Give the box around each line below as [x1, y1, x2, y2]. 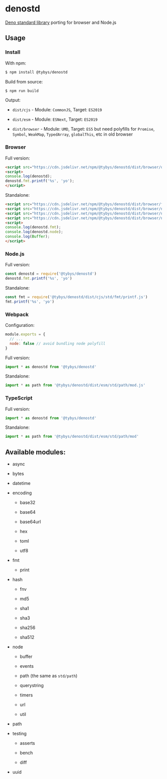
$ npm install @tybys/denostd [5, 70, 68, 75]
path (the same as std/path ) [19, 673, 78, 679]
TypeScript [5, 394, 33, 401]
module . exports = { [5, 332, 46, 337]
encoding [12, 490, 32, 496]
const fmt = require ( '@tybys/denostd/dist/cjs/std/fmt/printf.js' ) [5, 294, 148, 300]
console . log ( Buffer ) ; [5, 234, 50, 239]
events [19, 663, 34, 669]
